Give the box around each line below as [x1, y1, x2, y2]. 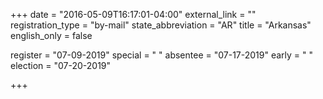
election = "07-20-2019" [10, 60, 112, 71]
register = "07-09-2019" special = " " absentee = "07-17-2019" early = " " [10, 49, 314, 61]
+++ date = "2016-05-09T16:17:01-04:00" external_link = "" [10, 9, 257, 20]
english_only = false [10, 30, 93, 41]
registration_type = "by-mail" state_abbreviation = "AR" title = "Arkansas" [10, 19, 312, 31]
